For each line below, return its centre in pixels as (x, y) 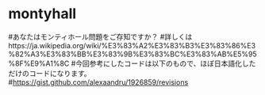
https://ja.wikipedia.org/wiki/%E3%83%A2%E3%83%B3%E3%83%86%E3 (132, 45)
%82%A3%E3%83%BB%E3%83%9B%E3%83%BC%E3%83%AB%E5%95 (133, 54)
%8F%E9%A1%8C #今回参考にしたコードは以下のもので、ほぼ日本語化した (132, 63)
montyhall (42, 14)
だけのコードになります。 (50, 73)
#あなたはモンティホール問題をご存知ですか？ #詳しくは (100, 36)
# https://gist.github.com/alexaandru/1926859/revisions (98, 82)
